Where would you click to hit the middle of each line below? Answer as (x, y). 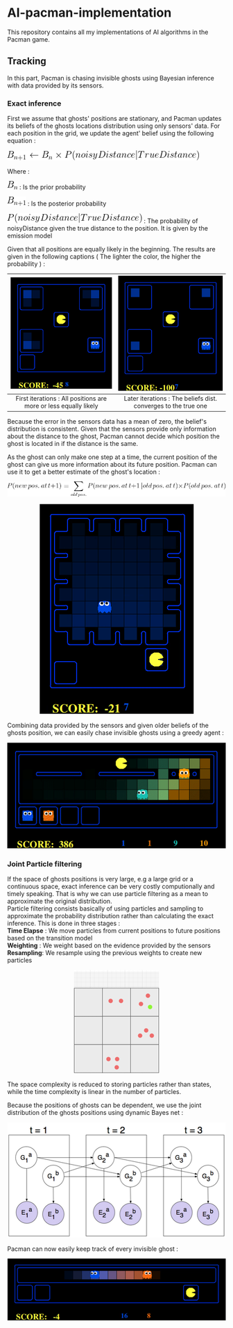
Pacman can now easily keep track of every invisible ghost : (93, 1249)
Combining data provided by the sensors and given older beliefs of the (108, 725)
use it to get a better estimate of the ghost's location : (84, 472)
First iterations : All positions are (61, 399)
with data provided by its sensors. (55, 85)
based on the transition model (50, 938)
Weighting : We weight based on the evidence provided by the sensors (109, 945)
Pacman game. (29, 39)
